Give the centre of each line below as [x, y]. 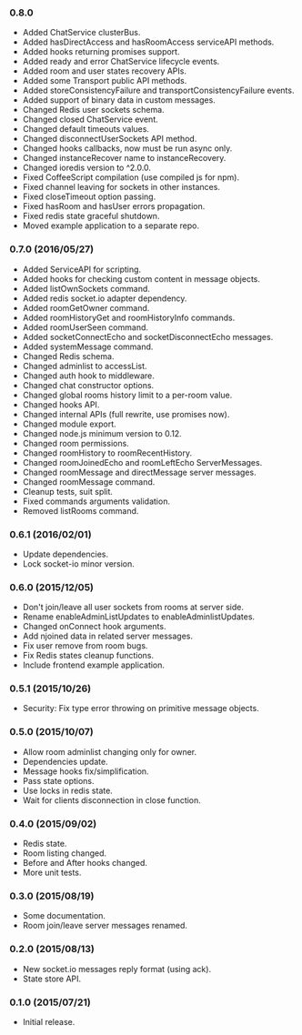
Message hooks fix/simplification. [86, 771]
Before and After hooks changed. [85, 863]
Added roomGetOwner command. [86, 307]
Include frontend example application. [94, 665]
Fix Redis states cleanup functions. [88, 656]
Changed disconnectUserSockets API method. [110, 139]
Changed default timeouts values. [86, 129]
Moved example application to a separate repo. [111, 226]
